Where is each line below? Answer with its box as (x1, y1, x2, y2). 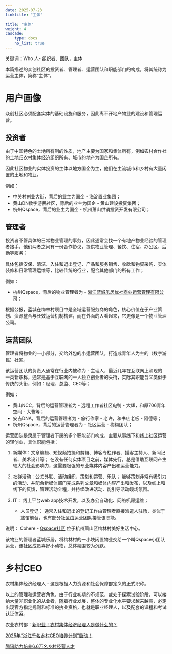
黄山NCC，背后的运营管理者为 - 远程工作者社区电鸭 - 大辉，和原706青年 (12, 402, 166, 408)
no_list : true (14, 41, 45, 46)
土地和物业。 (14, 171, 41, 177)
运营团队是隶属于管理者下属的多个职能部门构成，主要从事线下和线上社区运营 (5, 432, 167, 439)
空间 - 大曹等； (12, 409, 45, 415)
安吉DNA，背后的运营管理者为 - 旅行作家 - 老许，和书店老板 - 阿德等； (12, 415, 162, 421)
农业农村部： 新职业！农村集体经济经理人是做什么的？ (5, 622, 118, 628)
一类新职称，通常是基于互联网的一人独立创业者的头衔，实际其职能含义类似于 (5, 374, 167, 380)
